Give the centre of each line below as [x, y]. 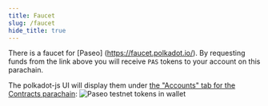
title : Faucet [32, 16]
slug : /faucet [32, 23]
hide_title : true [37, 30]
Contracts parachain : [43, 94]
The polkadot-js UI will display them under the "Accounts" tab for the [122, 85]
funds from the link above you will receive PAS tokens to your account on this [134, 61]
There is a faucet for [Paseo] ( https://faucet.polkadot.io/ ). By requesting [127, 53]
